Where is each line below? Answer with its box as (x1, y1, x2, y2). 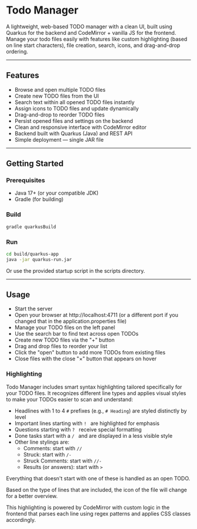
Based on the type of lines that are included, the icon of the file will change (6, 486, 188, 493)
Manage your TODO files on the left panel (14, 324, 116, 331)
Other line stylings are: (14, 438, 70, 446)
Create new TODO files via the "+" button (14, 336, 115, 344)
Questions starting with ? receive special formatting (14, 426, 142, 433)
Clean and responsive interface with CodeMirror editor (14, 123, 147, 130)
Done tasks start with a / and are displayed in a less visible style (14, 432, 173, 439)
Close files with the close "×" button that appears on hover (14, 355, 157, 362)
